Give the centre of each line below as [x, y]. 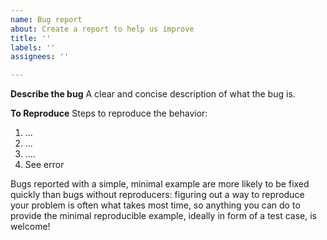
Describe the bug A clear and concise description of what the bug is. [153, 94]
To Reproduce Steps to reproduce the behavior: [109, 113]
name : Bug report [46, 19]
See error [44, 165]
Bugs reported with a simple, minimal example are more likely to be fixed [160, 184]
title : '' [31, 38]
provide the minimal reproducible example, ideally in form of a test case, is [163, 216]
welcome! [30, 227]
